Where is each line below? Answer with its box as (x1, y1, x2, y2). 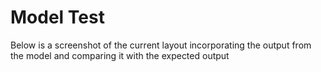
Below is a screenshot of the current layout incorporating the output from (10, 39, 312, 51)
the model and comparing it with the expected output (10, 49, 230, 61)
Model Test (10, 6, 105, 29)
